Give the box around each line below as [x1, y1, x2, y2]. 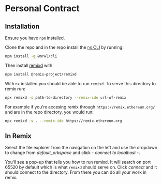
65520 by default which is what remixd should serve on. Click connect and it [5, 164, 157, 170]
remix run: [5, 86, 26, 92]
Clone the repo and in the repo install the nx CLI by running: [5, 45, 124, 50]
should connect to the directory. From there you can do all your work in [5, 169, 147, 175]
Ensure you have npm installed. [5, 35, 65, 41]
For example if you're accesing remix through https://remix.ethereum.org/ [5, 104, 155, 109]
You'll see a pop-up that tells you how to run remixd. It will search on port [5, 159, 151, 165]
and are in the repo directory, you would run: [5, 109, 94, 115]
